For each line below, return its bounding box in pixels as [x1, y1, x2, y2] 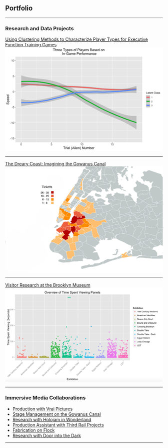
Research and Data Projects [5, 25, 74, 32]
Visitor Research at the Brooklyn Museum [5, 282, 91, 288]
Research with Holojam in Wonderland [12, 416, 91, 422]
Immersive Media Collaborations [5, 394, 86, 401]
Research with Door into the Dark [12, 432, 81, 438]
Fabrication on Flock [12, 427, 55, 433]
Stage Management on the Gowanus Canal [12, 411, 101, 417]
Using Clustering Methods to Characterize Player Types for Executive [5, 36, 148, 42]
